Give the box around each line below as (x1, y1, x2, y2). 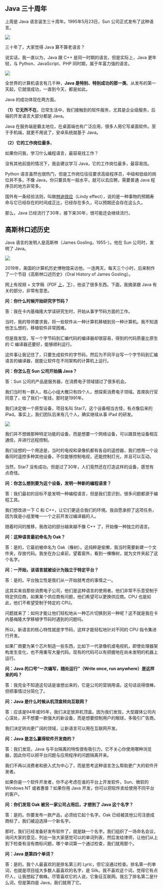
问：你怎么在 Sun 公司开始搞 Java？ (5, 368, 78, 374)
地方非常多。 (17, 183, 44, 189)
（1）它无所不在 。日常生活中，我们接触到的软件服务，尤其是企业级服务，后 (5, 107, 156, 113)
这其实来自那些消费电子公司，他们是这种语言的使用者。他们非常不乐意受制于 (5, 587, 158, 593)
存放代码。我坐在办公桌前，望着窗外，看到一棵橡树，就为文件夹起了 (17, 550, 154, 556)
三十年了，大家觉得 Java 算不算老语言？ (5, 44, 85, 50)
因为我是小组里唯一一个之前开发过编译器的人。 (5, 513, 98, 519)
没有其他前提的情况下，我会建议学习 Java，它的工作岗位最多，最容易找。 (5, 160, 152, 166)
